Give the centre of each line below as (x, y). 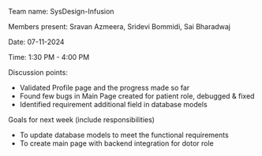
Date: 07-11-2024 (36, 42)
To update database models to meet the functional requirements (124, 135)
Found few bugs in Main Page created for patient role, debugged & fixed (137, 96)
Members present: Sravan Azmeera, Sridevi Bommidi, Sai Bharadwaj (120, 26)
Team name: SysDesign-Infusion (61, 11)
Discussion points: (38, 72)
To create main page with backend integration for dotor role (117, 143)
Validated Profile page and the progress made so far (105, 87)
